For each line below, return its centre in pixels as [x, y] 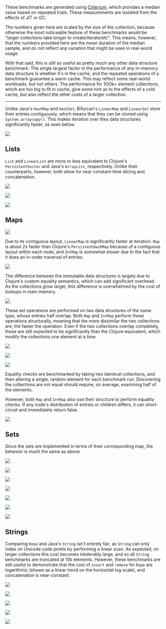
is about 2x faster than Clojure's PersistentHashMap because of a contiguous [83, 246]
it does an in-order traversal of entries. [44, 257]
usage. [12, 53]
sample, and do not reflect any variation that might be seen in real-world [79, 48]
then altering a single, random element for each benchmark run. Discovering [83, 379]
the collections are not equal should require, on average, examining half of [81, 384]
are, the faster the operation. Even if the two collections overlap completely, [82, 326]
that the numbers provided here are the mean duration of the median [75, 43]
